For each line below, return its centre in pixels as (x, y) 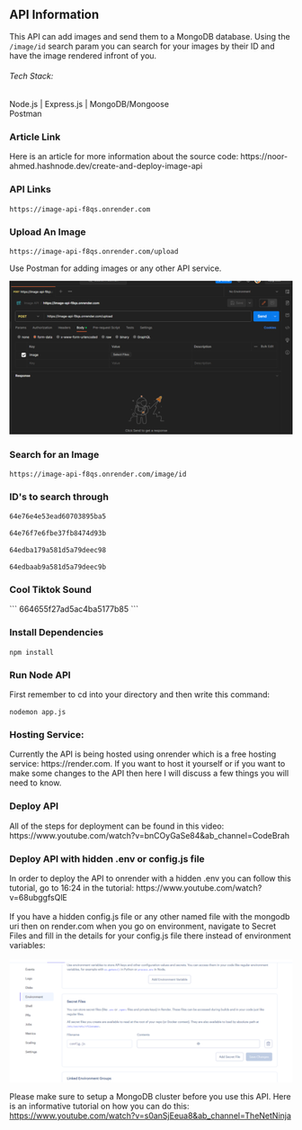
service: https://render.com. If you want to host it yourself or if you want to (147, 764)
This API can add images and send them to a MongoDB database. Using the (150, 36)
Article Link (35, 137)
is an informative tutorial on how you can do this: (99, 1107)
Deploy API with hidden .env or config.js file (107, 858)
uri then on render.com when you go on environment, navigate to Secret (143, 926)
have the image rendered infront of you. (83, 55)
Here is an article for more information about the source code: (124, 157)
